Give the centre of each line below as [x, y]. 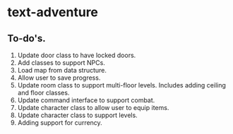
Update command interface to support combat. [86, 100]
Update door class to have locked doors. [77, 55]
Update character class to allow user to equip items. [93, 108]
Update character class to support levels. [77, 115]
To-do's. [26, 38]
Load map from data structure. [62, 70]
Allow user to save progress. [59, 78]
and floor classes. [43, 93]
